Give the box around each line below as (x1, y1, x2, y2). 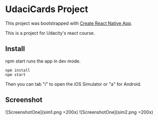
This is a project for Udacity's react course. (5, 30, 95, 36)
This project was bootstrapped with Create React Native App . (5, 20, 132, 26)
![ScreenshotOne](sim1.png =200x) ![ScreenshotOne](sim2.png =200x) (5, 109, 153, 115)
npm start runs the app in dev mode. (5, 58, 81, 64)
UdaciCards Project (5, 4, 89, 15)
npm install (5, 68, 30, 73)
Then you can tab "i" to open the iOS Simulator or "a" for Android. (5, 81, 142, 87)
